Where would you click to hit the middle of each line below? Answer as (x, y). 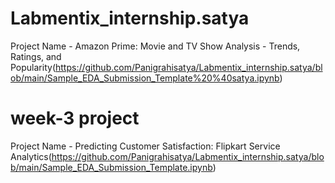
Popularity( (33, 67)
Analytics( (31, 156)
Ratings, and (36, 56)
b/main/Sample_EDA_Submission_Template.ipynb (111, 167)
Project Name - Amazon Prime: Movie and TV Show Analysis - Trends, (155, 46)
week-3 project (75, 118)
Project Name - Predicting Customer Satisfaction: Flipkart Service (145, 146)
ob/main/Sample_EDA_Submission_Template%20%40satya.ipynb (145, 78)
